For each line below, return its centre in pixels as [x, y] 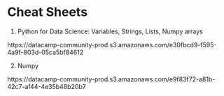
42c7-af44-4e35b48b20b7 [47, 86]
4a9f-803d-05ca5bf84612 [45, 52]
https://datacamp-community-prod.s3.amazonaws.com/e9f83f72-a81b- [111, 79]
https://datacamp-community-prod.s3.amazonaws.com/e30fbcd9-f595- [112, 45]
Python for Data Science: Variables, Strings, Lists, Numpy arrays [110, 31]
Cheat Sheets [48, 12]
